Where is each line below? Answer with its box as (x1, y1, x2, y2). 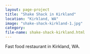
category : (5, 26, 26, 30)
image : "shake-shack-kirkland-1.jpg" (5, 21, 83, 26)
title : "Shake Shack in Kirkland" (5, 12, 77, 17)
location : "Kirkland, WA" (5, 16, 58, 21)
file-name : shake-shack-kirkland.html (5, 30, 85, 35)
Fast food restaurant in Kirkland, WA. (5, 44, 80, 49)
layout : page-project (5, 7, 50, 12)
